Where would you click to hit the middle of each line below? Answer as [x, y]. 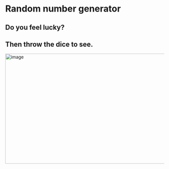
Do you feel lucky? [35, 27]
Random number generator [63, 9]
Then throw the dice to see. [49, 44]
